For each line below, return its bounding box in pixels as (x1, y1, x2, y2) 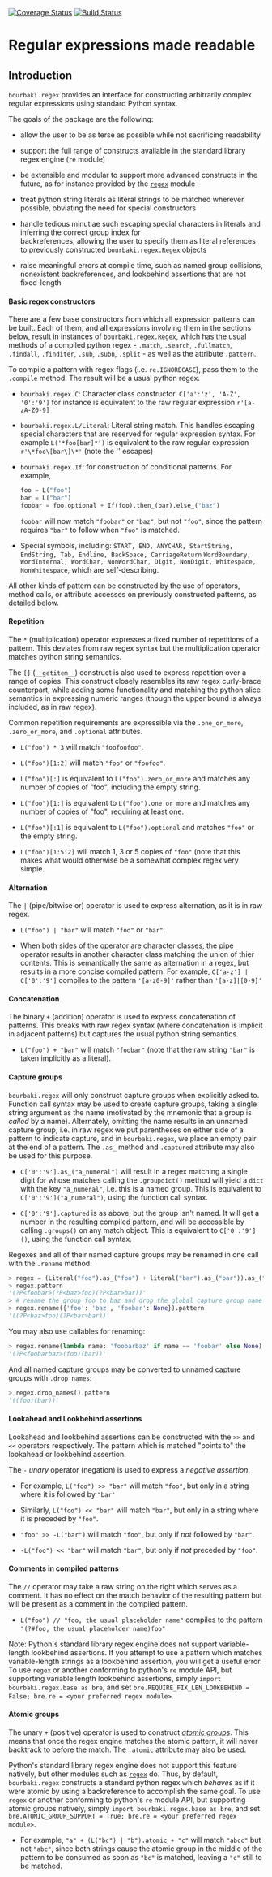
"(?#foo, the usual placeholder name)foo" (19, 1624, 166, 1633)
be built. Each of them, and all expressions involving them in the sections (8, 323, 252, 333)
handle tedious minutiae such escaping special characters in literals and (19, 219, 261, 228)
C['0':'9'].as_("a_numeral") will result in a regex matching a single (19, 1166, 249, 1176)
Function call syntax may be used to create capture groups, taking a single (8, 1099, 257, 1109)
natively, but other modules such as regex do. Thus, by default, (8, 1769, 219, 1779)
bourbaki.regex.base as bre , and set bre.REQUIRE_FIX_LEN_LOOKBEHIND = (8, 1682, 249, 1692)
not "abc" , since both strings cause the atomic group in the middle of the (19, 1844, 263, 1853)
